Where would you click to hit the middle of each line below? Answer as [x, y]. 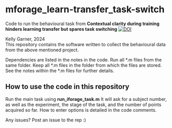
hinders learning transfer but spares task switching [61, 29]
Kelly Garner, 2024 [25, 39]
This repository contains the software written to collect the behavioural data [85, 44]
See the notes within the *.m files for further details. [60, 71]
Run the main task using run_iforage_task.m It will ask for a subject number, [86, 99]
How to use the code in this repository [67, 87]
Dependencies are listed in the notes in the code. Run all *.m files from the [83, 59]
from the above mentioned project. [42, 50]
